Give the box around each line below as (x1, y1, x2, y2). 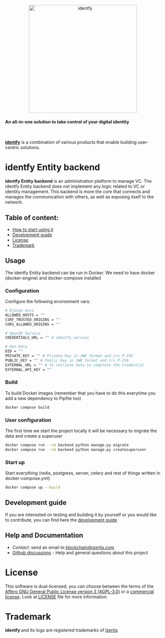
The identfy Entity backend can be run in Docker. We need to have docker (5, 270, 155, 276)
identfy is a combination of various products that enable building (5, 139, 137, 145)
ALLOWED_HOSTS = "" (5, 313, 45, 318)
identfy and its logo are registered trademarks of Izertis (5, 627, 118, 633)
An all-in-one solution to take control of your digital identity (5, 119, 130, 124)
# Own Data (5, 344, 28, 349)
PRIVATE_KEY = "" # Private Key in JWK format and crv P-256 (5, 354, 133, 359)
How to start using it (12, 226, 54, 232)
